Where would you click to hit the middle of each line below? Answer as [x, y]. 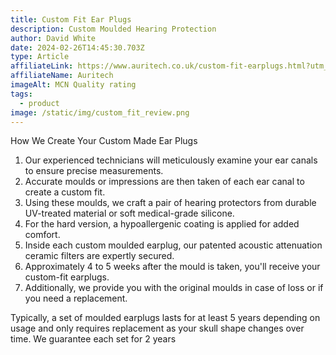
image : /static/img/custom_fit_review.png [100, 112]
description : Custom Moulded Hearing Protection [113, 29]
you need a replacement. [76, 298]
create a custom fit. [65, 192]
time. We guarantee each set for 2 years [93, 339]
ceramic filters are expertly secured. [99, 256]
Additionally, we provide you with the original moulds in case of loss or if [174, 288]
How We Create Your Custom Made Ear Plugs [104, 141]
